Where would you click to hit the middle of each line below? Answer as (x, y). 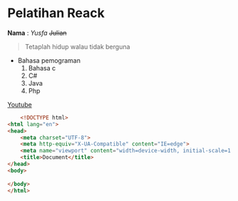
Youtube (20, 104)
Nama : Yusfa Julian (37, 33)
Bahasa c (42, 68)
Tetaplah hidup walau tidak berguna (77, 46)
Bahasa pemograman (49, 60)
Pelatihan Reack (56, 13)
